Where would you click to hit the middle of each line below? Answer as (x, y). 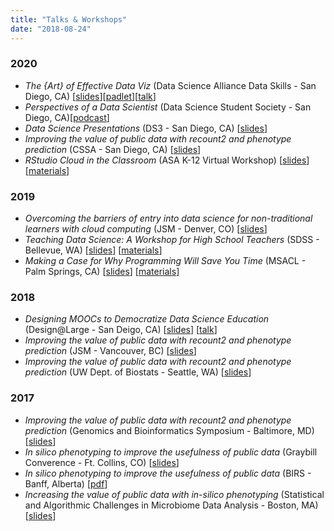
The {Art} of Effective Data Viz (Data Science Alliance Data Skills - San (170, 85)
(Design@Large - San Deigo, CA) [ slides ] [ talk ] (121, 330)
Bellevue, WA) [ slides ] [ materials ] (93, 250)
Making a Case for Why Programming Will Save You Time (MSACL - (165, 261)
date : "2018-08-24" (51, 29)
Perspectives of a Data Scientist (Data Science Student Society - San (168, 107)
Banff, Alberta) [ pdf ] (66, 483)
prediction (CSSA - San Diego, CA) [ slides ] (113, 149)
